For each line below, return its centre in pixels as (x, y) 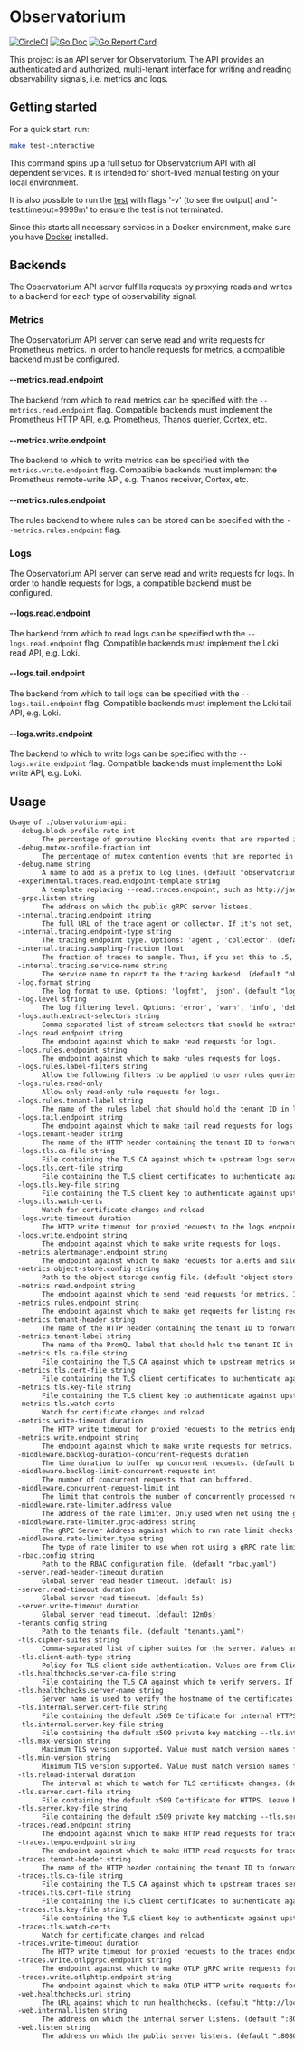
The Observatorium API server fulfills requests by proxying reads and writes (151, 287)
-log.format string (54, 982)
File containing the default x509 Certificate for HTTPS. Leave (166, 1800)
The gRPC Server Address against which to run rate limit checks (168, 1530)
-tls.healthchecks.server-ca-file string (97, 1674)
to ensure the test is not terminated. (157, 209)
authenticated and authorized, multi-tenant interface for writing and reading (151, 69)
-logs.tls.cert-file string (71, 1168)
